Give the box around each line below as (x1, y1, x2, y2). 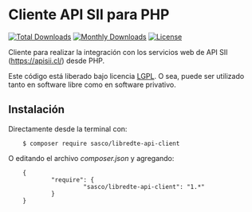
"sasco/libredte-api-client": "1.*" (83, 183, 205, 190)
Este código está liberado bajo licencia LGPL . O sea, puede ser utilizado (8, 71, 245, 80)
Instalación (8, 103, 65, 116)
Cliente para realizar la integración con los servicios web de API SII (8, 47, 229, 57)
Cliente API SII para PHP (8, 6, 170, 24)
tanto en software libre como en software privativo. (8, 80, 177, 89)
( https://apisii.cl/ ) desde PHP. (8, 56, 105, 65)
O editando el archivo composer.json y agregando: (8, 153, 175, 163)
